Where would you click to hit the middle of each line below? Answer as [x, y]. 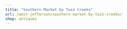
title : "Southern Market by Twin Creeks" [49, 10]
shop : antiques [21, 19]
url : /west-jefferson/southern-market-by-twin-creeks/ [64, 14]
